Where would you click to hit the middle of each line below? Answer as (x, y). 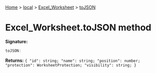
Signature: (16, 41)
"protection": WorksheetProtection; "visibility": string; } (71, 65)
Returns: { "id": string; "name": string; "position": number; (73, 60)
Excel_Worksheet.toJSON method (78, 28)
